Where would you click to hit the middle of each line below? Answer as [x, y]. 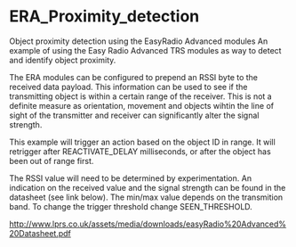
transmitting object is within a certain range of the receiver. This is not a [141, 96]
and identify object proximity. [63, 60]
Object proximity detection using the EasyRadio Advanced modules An [139, 41]
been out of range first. [52, 161]
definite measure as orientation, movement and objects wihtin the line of [141, 105]
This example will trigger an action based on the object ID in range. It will [142, 142]
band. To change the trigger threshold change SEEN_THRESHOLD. [131, 206]
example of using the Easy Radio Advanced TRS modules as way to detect [145, 50]
